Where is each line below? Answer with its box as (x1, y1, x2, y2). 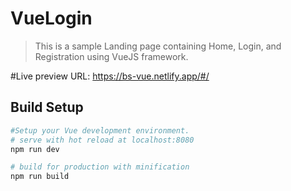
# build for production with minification (10, 162, 190, 172)
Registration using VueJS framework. (34, 50, 189, 62)
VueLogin (10, 7, 93, 30)
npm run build (10, 172, 70, 182)
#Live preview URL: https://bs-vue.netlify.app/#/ (10, 70, 210, 82)
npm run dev (10, 144, 60, 154)
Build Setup (10, 99, 84, 116)
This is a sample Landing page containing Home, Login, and (34, 40, 282, 52)
